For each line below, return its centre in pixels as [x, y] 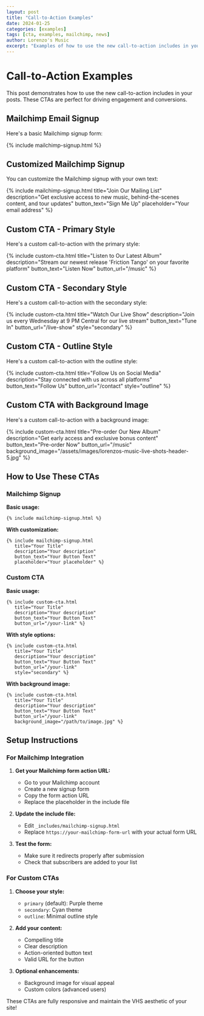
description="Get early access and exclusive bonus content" [83, 438]
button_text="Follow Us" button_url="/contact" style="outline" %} [89, 386]
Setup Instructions [42, 740]
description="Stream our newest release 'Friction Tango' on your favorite [98, 262]
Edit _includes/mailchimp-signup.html [72, 826]
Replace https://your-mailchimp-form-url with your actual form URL [110, 832]
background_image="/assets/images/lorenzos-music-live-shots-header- [97, 451]
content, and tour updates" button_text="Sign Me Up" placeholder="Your [98, 204]
